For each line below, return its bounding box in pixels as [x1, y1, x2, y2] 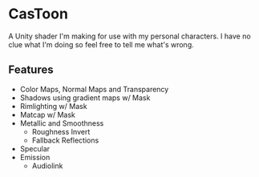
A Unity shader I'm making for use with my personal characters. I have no [8, 31, 251, 41]
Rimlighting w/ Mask [19, 101, 87, 111]
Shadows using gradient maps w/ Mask [19, 93, 151, 103]
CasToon [8, 5, 68, 23]
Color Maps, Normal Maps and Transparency [19, 84, 169, 94]
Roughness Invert [31, 127, 91, 136]
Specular [19, 143, 51, 153]
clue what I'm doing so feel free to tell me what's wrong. [8, 39, 194, 49]
